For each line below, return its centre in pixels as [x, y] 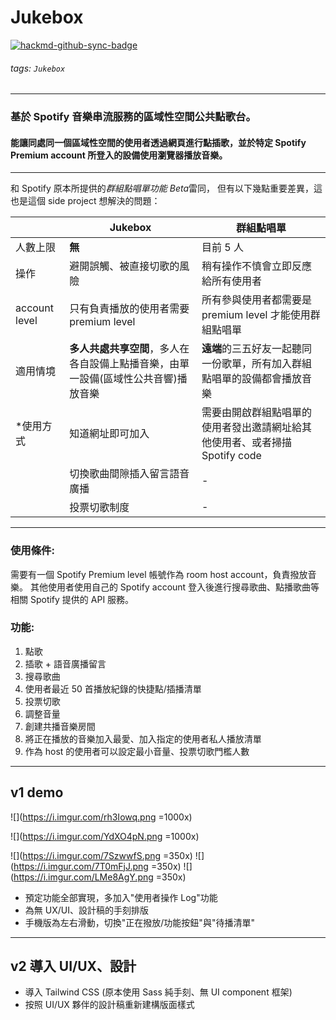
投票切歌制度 [99, 508]
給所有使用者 [232, 281]
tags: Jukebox [38, 68]
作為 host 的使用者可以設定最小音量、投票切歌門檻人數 [137, 751]
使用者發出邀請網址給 [252, 428]
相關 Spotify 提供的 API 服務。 [72, 599]
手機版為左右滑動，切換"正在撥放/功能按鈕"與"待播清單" [139, 922]
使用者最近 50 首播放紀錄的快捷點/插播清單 [113, 688]
